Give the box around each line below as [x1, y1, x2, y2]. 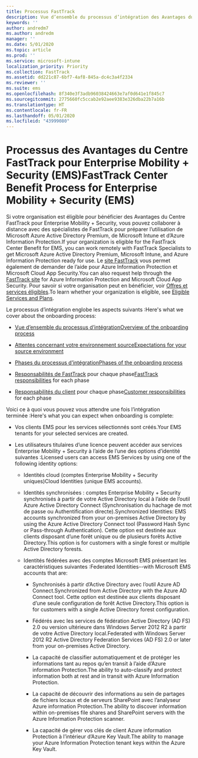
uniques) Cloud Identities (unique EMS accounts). [23, 478, 143, 485]
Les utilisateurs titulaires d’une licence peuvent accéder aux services [14, 441, 183, 449]
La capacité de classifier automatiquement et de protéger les [32, 654, 180, 661]
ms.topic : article [6, 47, 51, 53]
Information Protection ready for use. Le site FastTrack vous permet [6, 257, 171, 264]
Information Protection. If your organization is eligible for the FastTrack [6, 238, 176, 245]
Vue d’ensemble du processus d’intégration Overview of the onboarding [14, 324, 189, 331]
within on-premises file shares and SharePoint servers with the [32, 709, 185, 716]
